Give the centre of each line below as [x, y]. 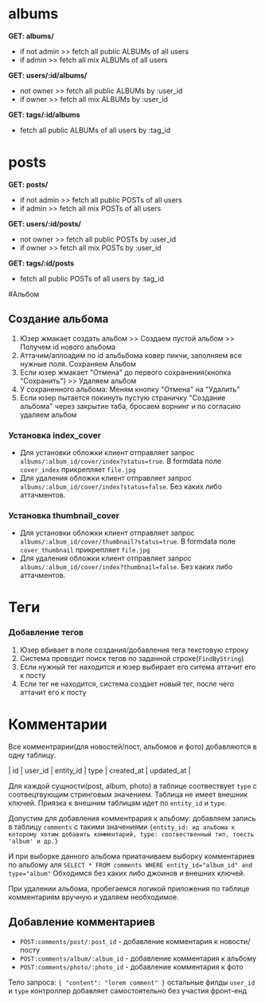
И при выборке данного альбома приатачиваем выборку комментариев [132, 856]
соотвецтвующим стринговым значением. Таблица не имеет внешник [128, 794]
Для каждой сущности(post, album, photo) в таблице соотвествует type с [132, 785]
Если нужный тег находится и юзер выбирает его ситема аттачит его [138, 667]
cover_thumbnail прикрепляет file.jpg [85, 550]
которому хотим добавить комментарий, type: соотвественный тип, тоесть [131, 834]
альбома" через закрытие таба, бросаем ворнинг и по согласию [130, 406]
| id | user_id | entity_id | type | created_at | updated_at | [99, 770]
